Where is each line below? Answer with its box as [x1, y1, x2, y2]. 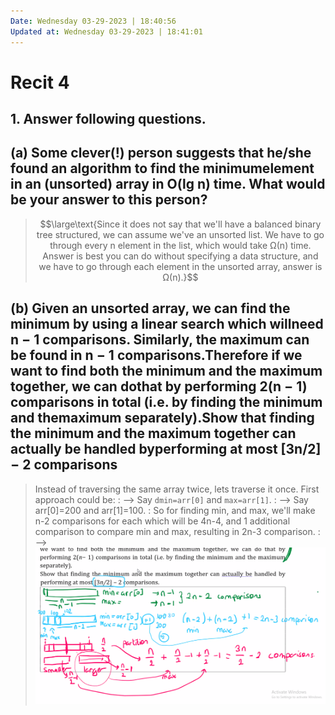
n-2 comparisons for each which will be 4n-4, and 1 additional [34, 515, 291, 527]
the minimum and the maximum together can [10, 425, 297, 442]
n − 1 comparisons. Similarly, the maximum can [10, 331, 310, 349]
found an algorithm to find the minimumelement [10, 160, 315, 177]
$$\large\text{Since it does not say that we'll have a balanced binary [39, 218, 322, 230]
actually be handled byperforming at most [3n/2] [10, 441, 322, 458]
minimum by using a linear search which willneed [10, 316, 324, 333]
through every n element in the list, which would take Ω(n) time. [49, 239, 312, 251]
